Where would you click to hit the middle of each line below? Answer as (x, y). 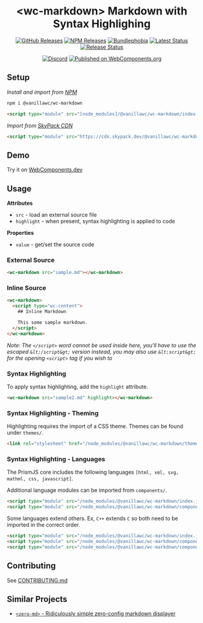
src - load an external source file (56, 215)
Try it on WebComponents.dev (45, 170)
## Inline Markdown (42, 312)
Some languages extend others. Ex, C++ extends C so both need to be (92, 518)
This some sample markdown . (53, 323)
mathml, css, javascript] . (40, 479)
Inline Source (27, 288)
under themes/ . (25, 433)
